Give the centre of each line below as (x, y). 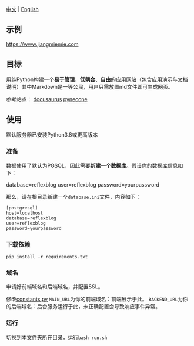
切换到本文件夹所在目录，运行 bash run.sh (57, 337)
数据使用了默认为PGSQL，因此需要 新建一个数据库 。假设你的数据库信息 (92, 165)
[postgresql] (22, 208)
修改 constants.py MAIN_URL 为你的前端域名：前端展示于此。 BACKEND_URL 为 (95, 299)
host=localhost (25, 213)
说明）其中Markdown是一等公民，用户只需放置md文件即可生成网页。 (90, 86)
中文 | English (23, 9)
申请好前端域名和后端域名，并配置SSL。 (55, 287)
